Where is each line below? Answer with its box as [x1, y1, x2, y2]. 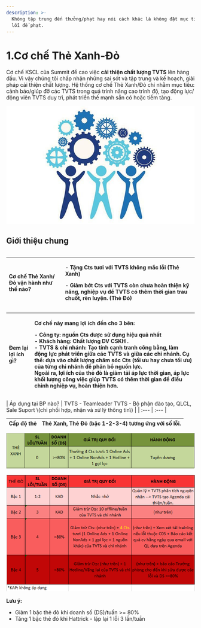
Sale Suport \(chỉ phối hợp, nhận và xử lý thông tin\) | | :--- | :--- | [6, 406, 167, 414]
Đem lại [8, 344, 29, 351]
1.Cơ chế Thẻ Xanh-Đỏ [6, 48, 120, 62]
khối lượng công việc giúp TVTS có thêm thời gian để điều [34, 375, 182, 383]
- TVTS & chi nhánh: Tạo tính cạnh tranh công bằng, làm [34, 344, 178, 351]
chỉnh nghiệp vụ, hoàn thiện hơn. [34, 382, 118, 389]
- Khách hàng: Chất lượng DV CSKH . [34, 337, 129, 344]
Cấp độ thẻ [8, 420, 37, 427]
